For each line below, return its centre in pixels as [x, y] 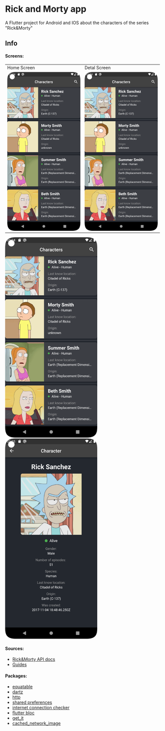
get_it [18, 718]
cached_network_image [36, 723]
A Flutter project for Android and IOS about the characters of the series [77, 23]
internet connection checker [41, 708]
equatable [22, 687]
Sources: [14, 648]
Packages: [16, 676]
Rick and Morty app [46, 9]
